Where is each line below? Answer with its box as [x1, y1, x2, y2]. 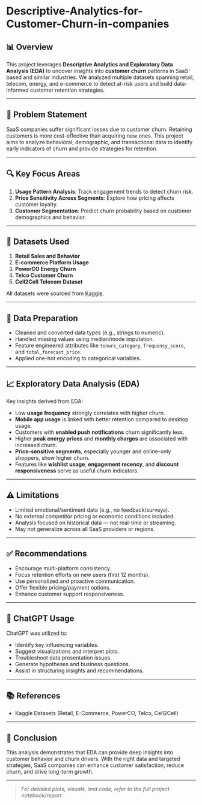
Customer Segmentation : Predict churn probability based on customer [14, 207, 192, 214]
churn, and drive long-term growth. [6, 768, 94, 775]
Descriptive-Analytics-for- [6, 4, 143, 18]
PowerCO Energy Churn [14, 266, 76, 273]
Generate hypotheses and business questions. [14, 660, 130, 667]
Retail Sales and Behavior [14, 252, 80, 260]
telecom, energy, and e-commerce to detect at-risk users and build [6, 80, 173, 87]
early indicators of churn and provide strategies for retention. [6, 145, 158, 152]
